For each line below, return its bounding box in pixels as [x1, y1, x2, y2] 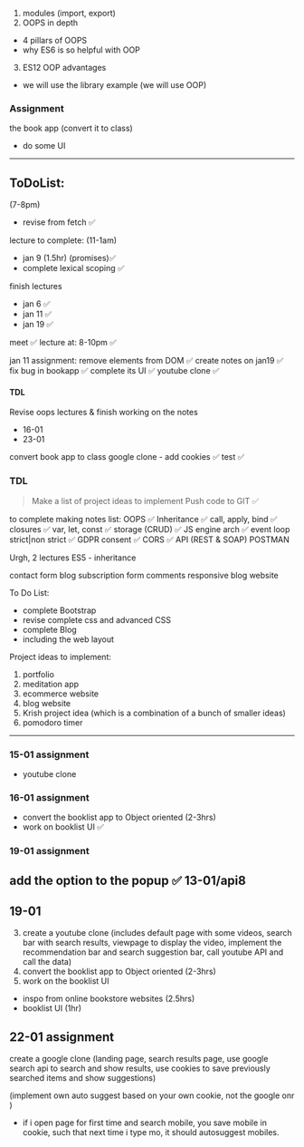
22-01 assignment [9, 1029, 115, 1045]
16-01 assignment [9, 791, 90, 803]
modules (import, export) [22, 8, 116, 18]
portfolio [22, 668, 54, 679]
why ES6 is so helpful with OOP [22, 44, 140, 55]
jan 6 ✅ [22, 298, 51, 309]
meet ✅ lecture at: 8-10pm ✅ [9, 337, 118, 348]
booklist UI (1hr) [22, 1003, 82, 1014]
